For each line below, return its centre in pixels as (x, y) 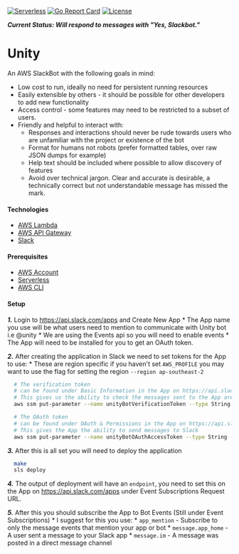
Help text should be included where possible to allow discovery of (125, 162)
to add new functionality (53, 102)
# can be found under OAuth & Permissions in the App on (100, 424)
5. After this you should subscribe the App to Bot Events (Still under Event (116, 513)
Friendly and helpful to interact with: (70, 125)
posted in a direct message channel (60, 543)
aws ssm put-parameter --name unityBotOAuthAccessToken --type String (121, 437)
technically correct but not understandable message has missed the (128, 185)
